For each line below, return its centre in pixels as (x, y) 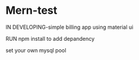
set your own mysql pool (36, 50)
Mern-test (31, 10)
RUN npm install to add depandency (50, 38)
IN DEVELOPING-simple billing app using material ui (69, 27)
